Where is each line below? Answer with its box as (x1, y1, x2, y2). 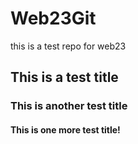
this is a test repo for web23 (10, 40, 127, 52)
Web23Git (10, 7, 97, 30)
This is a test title (10, 69, 119, 86)
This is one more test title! (10, 123, 121, 136)
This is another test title (10, 99, 128, 113)
